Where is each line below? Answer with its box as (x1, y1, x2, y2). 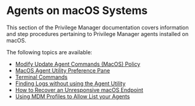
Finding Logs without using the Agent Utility (15, 80, 126, 87)
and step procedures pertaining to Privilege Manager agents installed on (6, 30, 189, 37)
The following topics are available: (6, 48, 93, 55)
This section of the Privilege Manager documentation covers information (6, 24, 189, 31)
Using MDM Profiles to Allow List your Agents (15, 93, 130, 100)
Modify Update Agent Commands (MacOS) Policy (15, 60, 141, 68)
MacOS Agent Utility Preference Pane (15, 66, 110, 74)
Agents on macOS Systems (6, 4, 148, 18)
